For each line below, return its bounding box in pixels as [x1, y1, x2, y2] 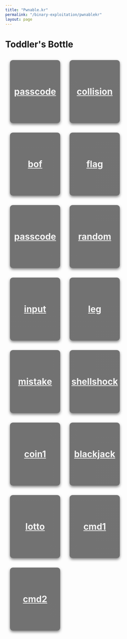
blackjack [74, 448, 115, 460]
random [78, 231, 111, 243]
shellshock [71, 376, 118, 387]
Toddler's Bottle [5, 38, 74, 50]
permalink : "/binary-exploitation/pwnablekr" [5, 12, 102, 17]
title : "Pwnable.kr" [5, 7, 49, 13]
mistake [18, 376, 52, 387]
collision [76, 86, 113, 97]
